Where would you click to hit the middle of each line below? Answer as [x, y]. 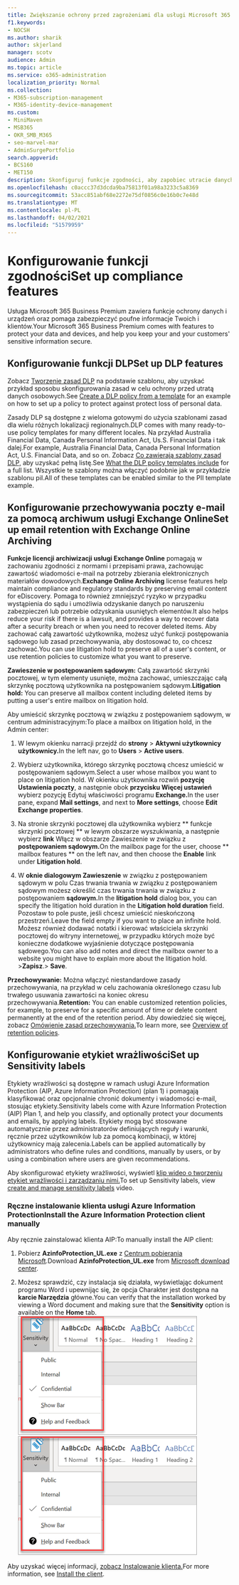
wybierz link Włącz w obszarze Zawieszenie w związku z [102, 839]
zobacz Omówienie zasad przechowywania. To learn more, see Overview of [118, 1025]
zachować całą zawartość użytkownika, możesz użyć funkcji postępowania [118, 634]
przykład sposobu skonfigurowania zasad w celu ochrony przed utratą [111, 388]
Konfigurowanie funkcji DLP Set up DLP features [115, 364]
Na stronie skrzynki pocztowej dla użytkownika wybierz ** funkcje [115, 823]
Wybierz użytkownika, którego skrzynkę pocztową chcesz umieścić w [121, 764]
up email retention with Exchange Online [99, 530]
